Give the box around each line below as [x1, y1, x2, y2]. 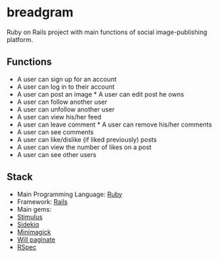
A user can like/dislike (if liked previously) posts [16, 135, 157, 144]
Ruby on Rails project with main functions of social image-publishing [6, 28, 208, 36]
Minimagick [16, 227, 51, 236]
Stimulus [16, 213, 43, 221]
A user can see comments [16, 127, 94, 136]
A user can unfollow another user [16, 104, 115, 114]
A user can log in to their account [16, 82, 115, 91]
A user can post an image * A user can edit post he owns [16, 90, 184, 98]
